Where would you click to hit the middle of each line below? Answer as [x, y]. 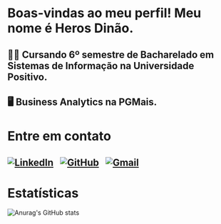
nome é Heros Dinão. [71, 28]
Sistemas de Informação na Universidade [101, 66]
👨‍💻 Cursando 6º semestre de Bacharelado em [111, 55]
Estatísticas [43, 193]
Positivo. [27, 77]
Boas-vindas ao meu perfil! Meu [104, 13]
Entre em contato [60, 136]
